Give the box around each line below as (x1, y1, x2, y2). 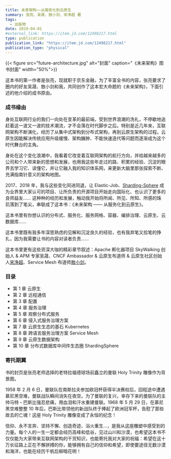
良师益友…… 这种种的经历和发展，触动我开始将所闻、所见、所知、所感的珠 (5, 195, 162, 201)
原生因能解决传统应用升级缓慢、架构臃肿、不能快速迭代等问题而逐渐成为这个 (5, 135, 166, 141)
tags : (5, 17, 17, 22)
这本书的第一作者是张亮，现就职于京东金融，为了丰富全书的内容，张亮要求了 (5, 77, 166, 83)
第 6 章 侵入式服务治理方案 (12, 317, 69, 323)
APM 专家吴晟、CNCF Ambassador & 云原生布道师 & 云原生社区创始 (19, 253, 162, 259)
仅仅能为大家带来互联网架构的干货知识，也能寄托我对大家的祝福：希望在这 (5, 435, 161, 441)
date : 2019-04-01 (5, 26, 42, 32)
